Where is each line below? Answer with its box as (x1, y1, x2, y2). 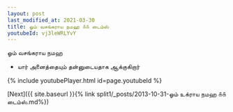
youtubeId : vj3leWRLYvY (7, 29, 77, 37)
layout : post (7, 10, 45, 17)
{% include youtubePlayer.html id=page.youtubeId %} (7, 77, 163, 85)
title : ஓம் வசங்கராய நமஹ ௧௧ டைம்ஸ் (7, 23, 110, 30)
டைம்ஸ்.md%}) (7, 98, 50, 106)
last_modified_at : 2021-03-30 (7, 17, 96, 24)
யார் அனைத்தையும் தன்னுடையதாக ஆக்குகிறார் (17, 63, 140, 71)
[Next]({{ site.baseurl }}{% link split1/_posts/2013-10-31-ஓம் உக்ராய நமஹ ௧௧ (7, 90, 227, 98)
